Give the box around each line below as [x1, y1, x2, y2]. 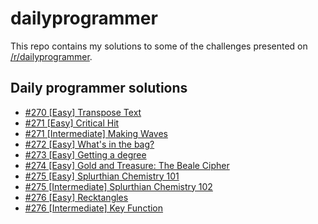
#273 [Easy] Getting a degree [24, 148, 147, 161]
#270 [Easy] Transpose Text [24, 106, 142, 118]
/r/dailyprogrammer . [10, 50, 93, 62]
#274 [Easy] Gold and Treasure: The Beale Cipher [24, 159, 230, 171]
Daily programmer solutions [10, 80, 188, 97]
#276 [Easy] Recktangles [24, 191, 129, 203]
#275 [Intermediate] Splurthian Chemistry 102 [24, 180, 213, 192]
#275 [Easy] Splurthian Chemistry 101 [24, 170, 180, 182]
